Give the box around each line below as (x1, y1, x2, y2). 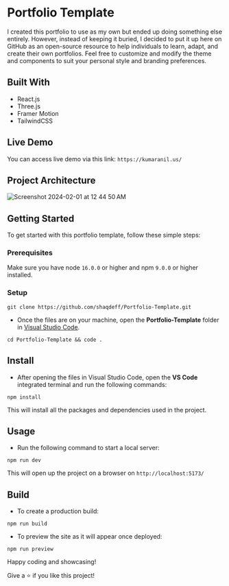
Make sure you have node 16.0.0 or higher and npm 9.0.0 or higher (7, 263, 199, 272)
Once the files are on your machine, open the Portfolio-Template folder (16, 316, 219, 324)
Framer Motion (16, 109, 60, 117)
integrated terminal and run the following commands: (16, 380, 167, 388)
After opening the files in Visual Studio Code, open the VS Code (16, 373, 198, 382)
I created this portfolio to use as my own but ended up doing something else (7, 27, 223, 36)
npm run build (7, 520, 48, 528)
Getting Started (7, 213, 75, 224)
